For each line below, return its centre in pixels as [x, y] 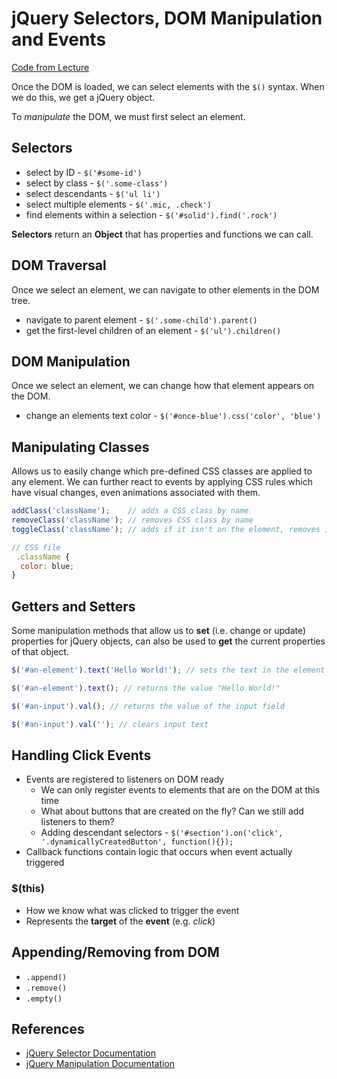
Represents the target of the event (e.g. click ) [120, 921]
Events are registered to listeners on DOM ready [125, 779]
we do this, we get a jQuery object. [83, 97]
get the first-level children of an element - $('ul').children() [153, 330]
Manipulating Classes [80, 447]
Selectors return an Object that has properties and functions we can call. [162, 234]
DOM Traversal [59, 265]
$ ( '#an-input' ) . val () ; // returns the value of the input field [148, 706]
